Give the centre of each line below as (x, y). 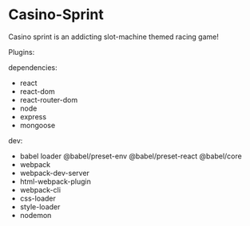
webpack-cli (40, 189)
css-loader (38, 198)
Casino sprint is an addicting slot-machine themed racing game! (114, 37)
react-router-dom (49, 99)
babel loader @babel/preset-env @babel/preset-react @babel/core (131, 156)
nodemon (36, 215)
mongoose (38, 125)
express (33, 116)
